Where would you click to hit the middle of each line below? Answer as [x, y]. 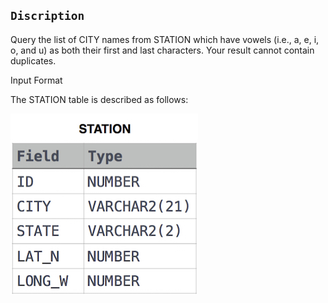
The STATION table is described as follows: [99, 99]
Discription [47, 16]
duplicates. [33, 60]
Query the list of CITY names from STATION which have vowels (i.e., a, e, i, [165, 39]
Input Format [36, 80]
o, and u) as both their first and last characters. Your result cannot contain [162, 50]
